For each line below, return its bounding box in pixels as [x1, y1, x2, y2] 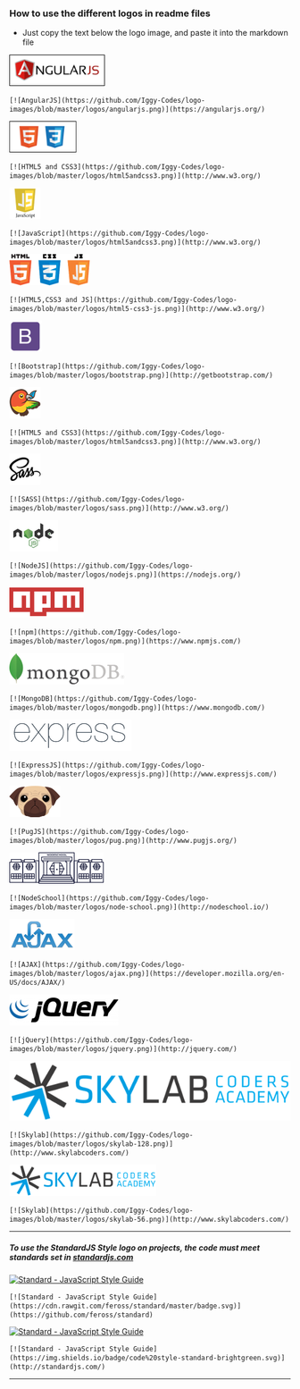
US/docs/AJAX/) [9, 978, 66, 988]
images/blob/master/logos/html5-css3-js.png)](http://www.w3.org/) [9, 305, 266, 314]
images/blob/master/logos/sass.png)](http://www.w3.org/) [9, 504, 229, 513]
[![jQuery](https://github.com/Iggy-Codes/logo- [9, 1036, 194, 1045]
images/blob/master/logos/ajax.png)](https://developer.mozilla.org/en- [9, 969, 286, 979]
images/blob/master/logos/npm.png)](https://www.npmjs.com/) [9, 637, 242, 646]
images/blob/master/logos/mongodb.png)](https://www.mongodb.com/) [9, 703, 266, 712]
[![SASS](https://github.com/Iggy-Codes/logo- [9, 495, 186, 504]
